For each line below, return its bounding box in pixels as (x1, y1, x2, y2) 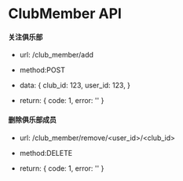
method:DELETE (19, 148, 73, 157)
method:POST (19, 65, 65, 75)
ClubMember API (8, 5, 122, 23)
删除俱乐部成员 (8, 115, 57, 124)
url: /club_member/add (19, 50, 94, 60)
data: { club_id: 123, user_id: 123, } (19, 80, 131, 90)
